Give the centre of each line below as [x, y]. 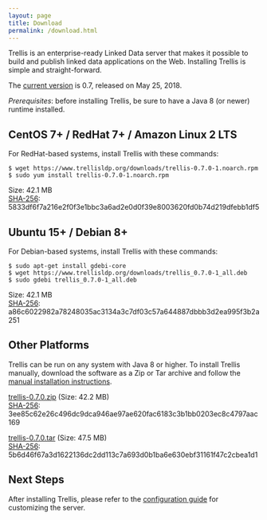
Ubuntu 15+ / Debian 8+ [68, 232]
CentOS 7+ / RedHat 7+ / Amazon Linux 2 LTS [123, 134]
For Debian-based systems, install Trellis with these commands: [113, 251]
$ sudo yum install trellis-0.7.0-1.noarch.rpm [89, 175]
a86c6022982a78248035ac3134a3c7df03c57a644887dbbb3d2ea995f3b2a [134, 311]
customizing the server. [47, 507]
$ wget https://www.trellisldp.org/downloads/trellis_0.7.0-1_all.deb [128, 273]
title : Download [35, 23]
